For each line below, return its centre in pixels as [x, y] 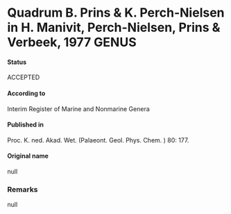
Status [17, 62]
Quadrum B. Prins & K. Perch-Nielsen [116, 13]
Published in [25, 125]
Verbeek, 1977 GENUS [72, 42]
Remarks [23, 189]
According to [26, 93]
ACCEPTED [24, 77]
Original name [28, 156]
